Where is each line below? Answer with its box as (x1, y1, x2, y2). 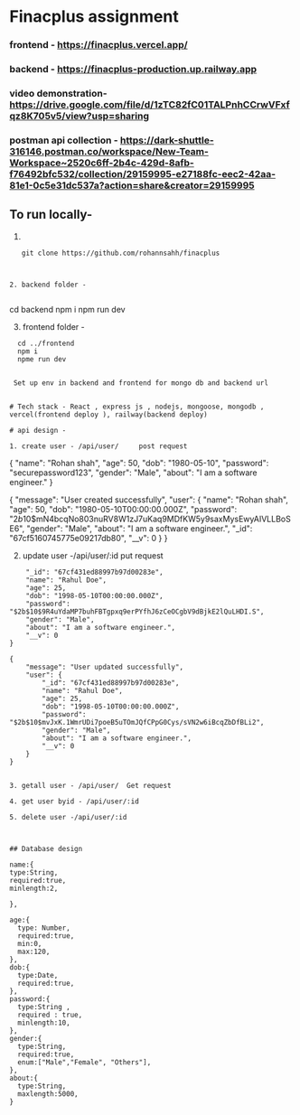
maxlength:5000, (17, 1089, 79, 1099)
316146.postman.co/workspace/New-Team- (9, 145, 210, 157)
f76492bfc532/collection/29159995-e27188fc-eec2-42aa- (9, 167, 277, 180)
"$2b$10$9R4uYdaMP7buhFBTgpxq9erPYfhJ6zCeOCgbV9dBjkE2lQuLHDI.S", (9, 607, 265, 616)
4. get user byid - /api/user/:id (9, 797, 140, 806)
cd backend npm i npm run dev (9, 304, 126, 314)
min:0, (17, 939, 42, 948)
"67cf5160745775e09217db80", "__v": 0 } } (9, 532, 168, 543)
